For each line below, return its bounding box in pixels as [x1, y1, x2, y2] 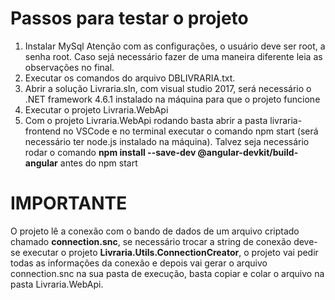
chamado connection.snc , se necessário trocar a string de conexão [10, 235, 292, 247]
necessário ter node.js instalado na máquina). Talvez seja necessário [24, 135, 310, 147]
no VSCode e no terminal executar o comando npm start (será [63, 125, 319, 137]
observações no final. [24, 61, 115, 73]
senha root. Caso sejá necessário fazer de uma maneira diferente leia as [24, 50, 323, 62]
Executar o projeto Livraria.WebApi [24, 103, 169, 116]
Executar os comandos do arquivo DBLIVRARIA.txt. [24, 72, 236, 84]
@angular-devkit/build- [197, 146, 299, 158]
